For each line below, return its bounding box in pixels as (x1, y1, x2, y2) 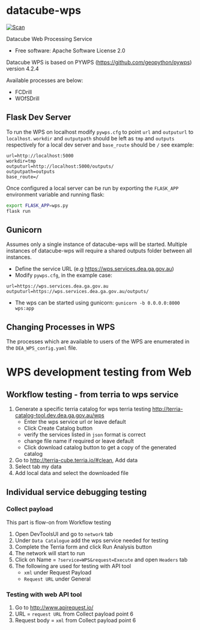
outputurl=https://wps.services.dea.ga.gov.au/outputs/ (6, 289, 149, 295)
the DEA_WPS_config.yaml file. (6, 344, 78, 351)
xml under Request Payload (23, 569, 92, 576)
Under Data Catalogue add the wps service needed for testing (14, 537, 169, 544)
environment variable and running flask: (6, 191, 105, 198)
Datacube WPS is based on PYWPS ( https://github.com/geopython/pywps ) (6, 58, 192, 66)
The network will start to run (14, 549, 85, 556)
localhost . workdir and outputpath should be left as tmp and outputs (6, 134, 175, 142)
